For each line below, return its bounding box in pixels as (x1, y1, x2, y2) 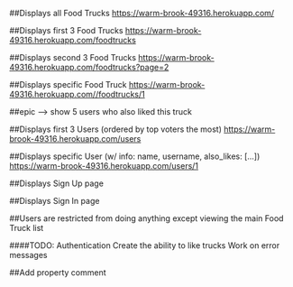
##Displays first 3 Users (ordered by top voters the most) (9, 124, 223, 134)
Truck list (9, 223, 44, 233)
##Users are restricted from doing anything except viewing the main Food (9, 213, 284, 224)
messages (9, 250, 48, 260)
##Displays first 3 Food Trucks (9, 25, 124, 35)
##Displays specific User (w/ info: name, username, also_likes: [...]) (9, 151, 261, 162)
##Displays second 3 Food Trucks (9, 52, 137, 62)
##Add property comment (9, 267, 106, 278)
